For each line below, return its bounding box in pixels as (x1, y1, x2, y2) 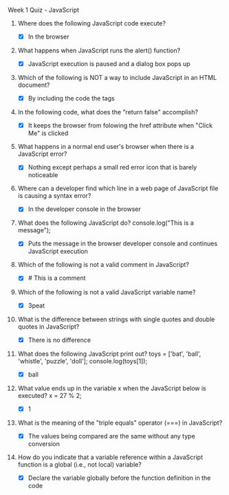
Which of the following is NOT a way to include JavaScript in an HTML (17, 74, 217, 82)
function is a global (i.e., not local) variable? (17, 460, 142, 468)
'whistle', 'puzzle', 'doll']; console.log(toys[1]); (17, 356, 148, 365)
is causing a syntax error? (17, 192, 91, 200)
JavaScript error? (17, 150, 67, 158)
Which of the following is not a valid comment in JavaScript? (17, 261, 190, 269)
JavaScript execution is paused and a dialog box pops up (28, 60, 191, 68)
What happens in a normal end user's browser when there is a (17, 143, 195, 151)
